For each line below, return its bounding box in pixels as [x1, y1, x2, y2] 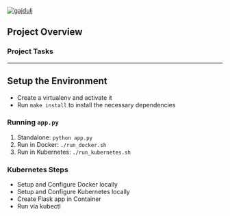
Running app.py [7, 118, 60, 127]
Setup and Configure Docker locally [16, 180, 118, 189]
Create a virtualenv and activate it [16, 93, 113, 102]
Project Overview [7, 26, 83, 38]
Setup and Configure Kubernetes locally [16, 188, 130, 196]
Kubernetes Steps [7, 165, 68, 174]
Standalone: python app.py [16, 133, 93, 141]
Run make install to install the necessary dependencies [16, 100, 176, 109]
